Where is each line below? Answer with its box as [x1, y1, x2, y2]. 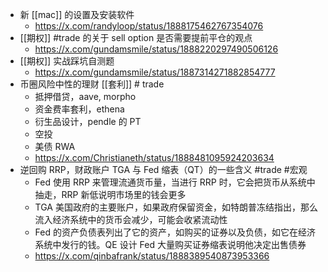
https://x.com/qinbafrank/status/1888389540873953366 [34, 250, 270, 262]
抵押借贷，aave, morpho [34, 91, 137, 102]
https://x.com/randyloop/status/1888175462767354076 [34, 20, 264, 32]
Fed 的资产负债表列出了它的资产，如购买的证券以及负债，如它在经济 [34, 226, 316, 238]
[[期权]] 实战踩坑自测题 [19, 55, 115, 67]
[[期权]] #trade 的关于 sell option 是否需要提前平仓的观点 [19, 32, 253, 43]
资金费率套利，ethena [34, 103, 125, 115]
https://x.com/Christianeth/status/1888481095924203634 [34, 152, 275, 163]
